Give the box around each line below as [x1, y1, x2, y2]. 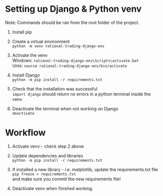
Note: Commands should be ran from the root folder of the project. [5, 20, 140, 25]
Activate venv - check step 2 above [12, 143, 84, 149]
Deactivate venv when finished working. [12, 185, 93, 191]
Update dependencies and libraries [12, 152, 83, 158]
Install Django [12, 72, 40, 78]
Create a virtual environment [12, 38, 70, 44]
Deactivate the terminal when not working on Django [12, 106, 118, 111]
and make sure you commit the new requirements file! [12, 176, 121, 182]
